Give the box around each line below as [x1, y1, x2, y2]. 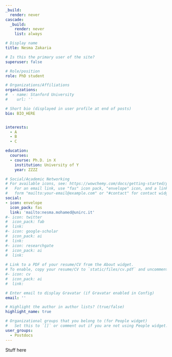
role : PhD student [5, 73, 45, 78]
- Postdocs [10, 332, 33, 338]
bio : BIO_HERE [5, 111, 36, 116]
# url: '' [5, 97, 33, 102]
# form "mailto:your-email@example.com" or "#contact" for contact [5, 191, 157, 196]
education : [5, 148, 29, 154]
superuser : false [5, 59, 42, 65]
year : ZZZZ [14, 167, 38, 172]
